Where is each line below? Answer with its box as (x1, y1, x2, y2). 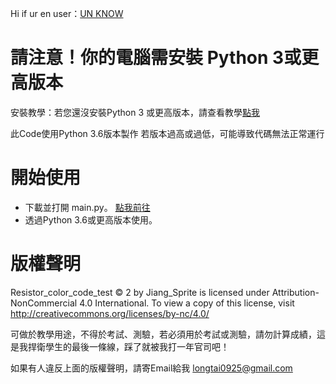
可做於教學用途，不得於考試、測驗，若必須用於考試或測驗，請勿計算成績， (10, 328, 317, 340)
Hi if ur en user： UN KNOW (10, 8, 124, 19)
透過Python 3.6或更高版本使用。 (24, 213, 158, 226)
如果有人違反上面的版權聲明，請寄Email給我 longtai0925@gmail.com (10, 362, 293, 374)
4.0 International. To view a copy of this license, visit (79, 297, 295, 309)
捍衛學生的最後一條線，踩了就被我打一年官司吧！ (27, 340, 230, 352)
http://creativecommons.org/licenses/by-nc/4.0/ (10, 307, 210, 319)
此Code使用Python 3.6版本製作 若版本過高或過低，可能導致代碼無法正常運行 (10, 127, 325, 139)
